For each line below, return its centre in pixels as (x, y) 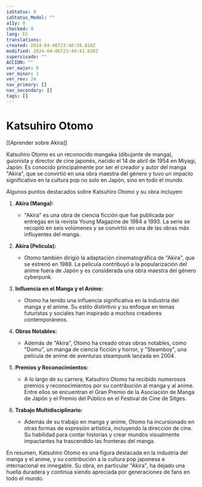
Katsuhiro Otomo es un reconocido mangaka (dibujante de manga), (90, 154)
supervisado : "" (27, 57)
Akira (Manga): (34, 203)
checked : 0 (20, 29)
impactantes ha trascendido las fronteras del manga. (90, 441)
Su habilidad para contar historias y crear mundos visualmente (102, 434)
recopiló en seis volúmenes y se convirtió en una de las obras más (107, 228)
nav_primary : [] (27, 85)
